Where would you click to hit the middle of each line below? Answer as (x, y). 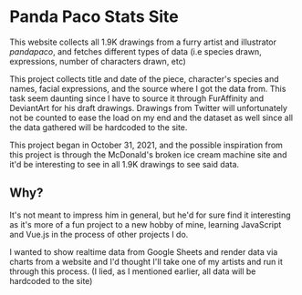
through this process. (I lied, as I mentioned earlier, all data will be (133, 271)
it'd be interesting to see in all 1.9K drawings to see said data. (125, 164)
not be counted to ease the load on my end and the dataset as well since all (151, 117)
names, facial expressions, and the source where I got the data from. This (148, 88)
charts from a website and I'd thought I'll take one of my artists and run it (146, 261)
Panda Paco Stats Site (94, 17)
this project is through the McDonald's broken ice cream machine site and (148, 154)
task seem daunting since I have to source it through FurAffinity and (137, 98)
